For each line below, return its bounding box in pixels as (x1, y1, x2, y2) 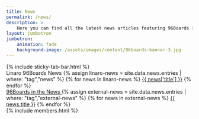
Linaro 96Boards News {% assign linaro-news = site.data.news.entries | (6, 69, 182, 77)
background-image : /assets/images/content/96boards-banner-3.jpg (17, 47, 182, 53)
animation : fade (17, 42, 57, 48)
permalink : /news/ (6, 14, 52, 20)
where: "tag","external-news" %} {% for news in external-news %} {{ (6, 94, 175, 101)
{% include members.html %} (6, 107, 78, 114)
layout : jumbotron (6, 31, 52, 37)
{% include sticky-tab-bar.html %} (6, 63, 90, 70)
